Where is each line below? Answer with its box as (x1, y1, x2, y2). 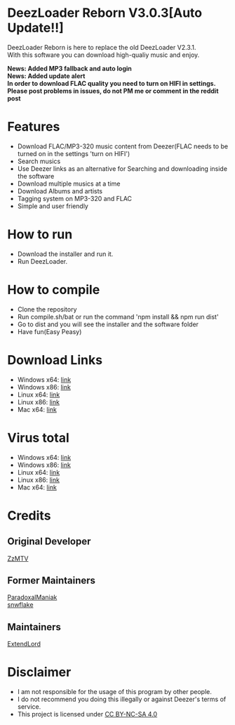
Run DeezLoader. (17, 257, 68, 265)
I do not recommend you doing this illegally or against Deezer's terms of (17, 695, 227, 704)
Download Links (7, 352, 103, 368)
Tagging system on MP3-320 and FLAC (17, 194, 132, 203)
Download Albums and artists (17, 186, 103, 195)
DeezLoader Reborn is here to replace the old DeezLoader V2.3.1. (7, 43, 196, 51)
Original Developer (7, 536, 91, 548)
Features (7, 119, 60, 135)
